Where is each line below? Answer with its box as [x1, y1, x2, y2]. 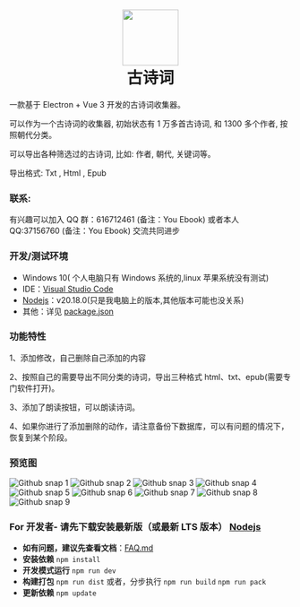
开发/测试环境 [9, 250, 69, 263]
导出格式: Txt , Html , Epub [9, 167, 107, 178]
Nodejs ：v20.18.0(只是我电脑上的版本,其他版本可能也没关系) [21, 294, 244, 305]
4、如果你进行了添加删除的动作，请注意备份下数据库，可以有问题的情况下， [9, 421, 289, 431]
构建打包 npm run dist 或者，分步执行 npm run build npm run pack [21, 577, 267, 587]
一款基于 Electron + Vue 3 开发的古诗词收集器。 [9, 99, 185, 109]
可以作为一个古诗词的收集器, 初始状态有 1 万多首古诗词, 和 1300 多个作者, [9, 117, 279, 129]
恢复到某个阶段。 [9, 431, 73, 443]
